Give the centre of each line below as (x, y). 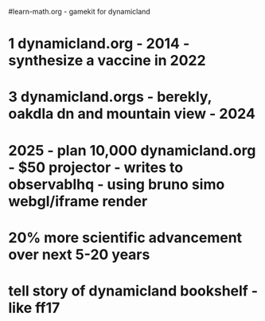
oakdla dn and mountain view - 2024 (132, 114)
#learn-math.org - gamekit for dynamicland (80, 12)
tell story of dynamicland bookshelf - (133, 291)
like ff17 (34, 308)
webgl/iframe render (78, 201)
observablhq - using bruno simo (117, 184)
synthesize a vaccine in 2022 (107, 61)
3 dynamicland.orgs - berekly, (110, 97)
